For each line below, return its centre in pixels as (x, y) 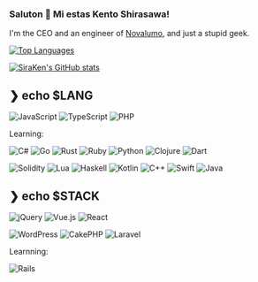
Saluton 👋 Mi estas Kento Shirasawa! (90, 14)
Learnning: (29, 251)
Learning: (27, 134)
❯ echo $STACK (54, 196)
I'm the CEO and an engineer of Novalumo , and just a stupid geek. (129, 34)
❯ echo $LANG (51, 95)
